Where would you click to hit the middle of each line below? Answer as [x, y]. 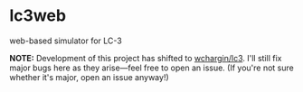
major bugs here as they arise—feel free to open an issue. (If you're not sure [151, 68]
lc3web [38, 16]
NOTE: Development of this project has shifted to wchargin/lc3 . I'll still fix [146, 58]
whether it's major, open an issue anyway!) [89, 77]
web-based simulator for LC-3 [66, 41]
